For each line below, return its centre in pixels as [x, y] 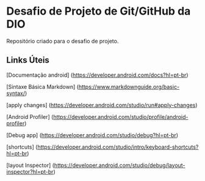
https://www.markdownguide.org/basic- [129, 87]
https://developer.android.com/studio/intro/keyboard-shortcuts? [118, 147]
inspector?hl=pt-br [30, 171]
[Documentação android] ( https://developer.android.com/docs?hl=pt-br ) [97, 75]
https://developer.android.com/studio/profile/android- [120, 116]
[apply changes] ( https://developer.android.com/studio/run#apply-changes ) [102, 105]
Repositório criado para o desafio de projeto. [63, 41]
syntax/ [16, 93]
